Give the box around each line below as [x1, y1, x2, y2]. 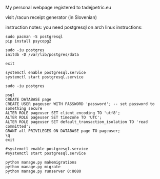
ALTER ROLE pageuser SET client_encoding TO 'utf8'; [5, 110, 121, 115]
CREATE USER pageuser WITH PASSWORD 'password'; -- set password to [5, 102, 155, 107]
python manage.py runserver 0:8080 [5, 169, 82, 174]
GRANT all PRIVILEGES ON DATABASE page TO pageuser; [5, 128, 121, 133]
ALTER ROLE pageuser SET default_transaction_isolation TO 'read [5, 120, 148, 125]
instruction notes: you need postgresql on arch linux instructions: [5, 24, 143, 30]
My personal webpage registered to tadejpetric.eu [5, 5, 111, 10]
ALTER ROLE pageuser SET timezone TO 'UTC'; [5, 115, 102, 120]
